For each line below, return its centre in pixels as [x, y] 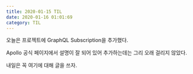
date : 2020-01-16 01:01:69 [39, 17]
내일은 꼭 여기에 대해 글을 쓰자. [42, 65]
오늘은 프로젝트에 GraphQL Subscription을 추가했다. [67, 40]
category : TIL [24, 22]
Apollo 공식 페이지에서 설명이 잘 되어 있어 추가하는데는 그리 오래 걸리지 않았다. [97, 53]
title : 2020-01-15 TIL [34, 12]
